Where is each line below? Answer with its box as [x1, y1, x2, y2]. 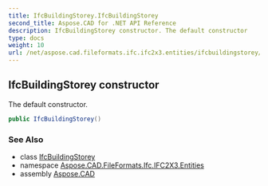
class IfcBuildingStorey [19, 152, 96, 161]
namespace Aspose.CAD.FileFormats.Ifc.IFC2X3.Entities [19, 160, 205, 170]
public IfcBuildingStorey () [8, 115, 102, 123]
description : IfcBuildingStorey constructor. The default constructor [8, 26, 248, 34]
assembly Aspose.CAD [19, 168, 96, 178]
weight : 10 [8, 42, 45, 49]
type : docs [8, 34, 45, 42]
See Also [8, 133, 44, 144]
